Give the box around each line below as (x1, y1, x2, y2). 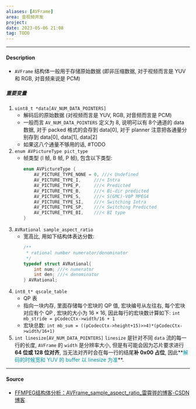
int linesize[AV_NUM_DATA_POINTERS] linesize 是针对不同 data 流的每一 (14, 335, 187, 342)
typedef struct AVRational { (23, 261, 92, 267)
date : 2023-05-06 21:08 (6, 25, 64, 31)
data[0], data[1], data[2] (40, 134, 98, 141)
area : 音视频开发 (6, 14, 44, 20)
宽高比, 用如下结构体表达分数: (23, 233, 94, 240)
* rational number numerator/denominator (26, 250, 128, 255)
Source (6, 376, 24, 383)
